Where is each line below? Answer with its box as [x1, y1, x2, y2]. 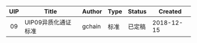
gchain [81, 23, 101, 30]
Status [128, 8, 147, 15]
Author [81, 8, 103, 15]
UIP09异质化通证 [24, 19, 72, 26]
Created [158, 8, 182, 15]
